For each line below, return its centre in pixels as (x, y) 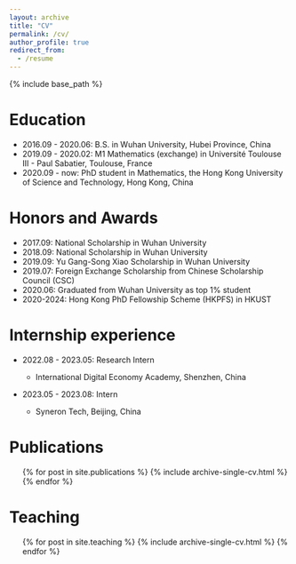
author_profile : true (49, 42)
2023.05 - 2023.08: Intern (70, 394)
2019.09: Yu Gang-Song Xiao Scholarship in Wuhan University (136, 261)
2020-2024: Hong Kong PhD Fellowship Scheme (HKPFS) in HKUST (147, 299)
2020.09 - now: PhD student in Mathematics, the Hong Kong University (152, 172)
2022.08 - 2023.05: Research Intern (88, 360)
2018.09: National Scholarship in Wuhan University (115, 252)
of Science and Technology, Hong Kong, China (108, 182)
